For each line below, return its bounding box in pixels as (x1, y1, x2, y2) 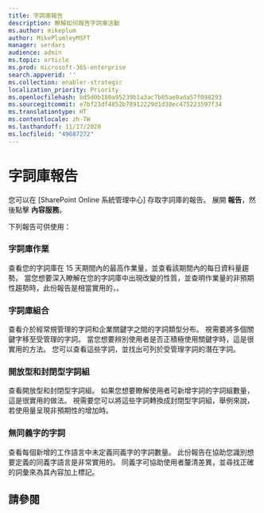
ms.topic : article (8, 57, 69, 65)
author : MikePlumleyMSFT (8, 33, 91, 42)
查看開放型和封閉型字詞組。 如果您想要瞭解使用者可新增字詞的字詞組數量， (8, 386, 254, 395)
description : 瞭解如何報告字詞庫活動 (8, 19, 120, 27)
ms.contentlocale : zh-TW (8, 116, 91, 123)
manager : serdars (8, 41, 66, 49)
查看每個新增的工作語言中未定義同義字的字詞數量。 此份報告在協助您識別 (8, 447, 247, 456)
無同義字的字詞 (8, 428, 66, 439)
